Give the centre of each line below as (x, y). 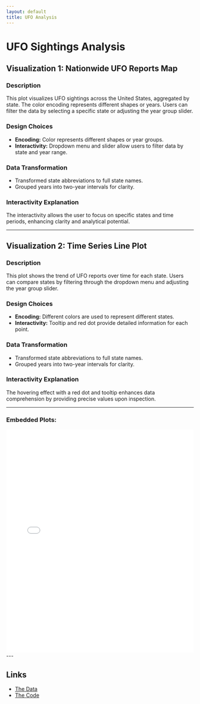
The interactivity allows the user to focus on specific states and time (90, 215)
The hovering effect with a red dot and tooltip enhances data (81, 392)
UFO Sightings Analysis (66, 47)
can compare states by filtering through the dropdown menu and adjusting (98, 282)
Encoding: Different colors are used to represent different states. (94, 317)
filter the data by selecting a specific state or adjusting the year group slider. (100, 111)
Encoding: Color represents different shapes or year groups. (89, 139)
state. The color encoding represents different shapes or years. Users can (97, 105)
